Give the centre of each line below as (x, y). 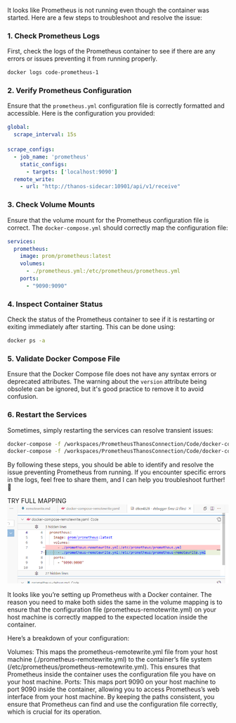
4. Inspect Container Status (55, 304)
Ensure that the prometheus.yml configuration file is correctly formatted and (116, 106)
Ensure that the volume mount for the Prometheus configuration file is (108, 220)
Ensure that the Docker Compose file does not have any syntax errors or (112, 374)
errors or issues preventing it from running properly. (83, 58)
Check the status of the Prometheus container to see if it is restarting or (111, 319)
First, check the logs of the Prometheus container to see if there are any (111, 51)
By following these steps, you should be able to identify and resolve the (111, 465)
